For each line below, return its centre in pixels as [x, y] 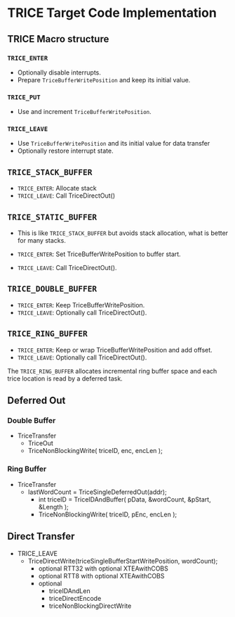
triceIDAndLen [69, 591]
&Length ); [53, 507]
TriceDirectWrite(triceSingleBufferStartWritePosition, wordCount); [123, 561]
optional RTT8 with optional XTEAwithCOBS [101, 575]
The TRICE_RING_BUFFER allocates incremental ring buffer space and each [112, 371]
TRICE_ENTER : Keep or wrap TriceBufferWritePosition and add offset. [115, 350]
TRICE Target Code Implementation [112, 13]
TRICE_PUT [24, 97]
